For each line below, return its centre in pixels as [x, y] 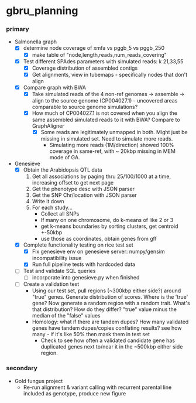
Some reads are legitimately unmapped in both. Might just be [114, 132]
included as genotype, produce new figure [75, 393]
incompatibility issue [57, 258]
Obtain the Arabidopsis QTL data [63, 170]
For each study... [52, 208]
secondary [22, 368]
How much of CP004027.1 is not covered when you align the [104, 113]
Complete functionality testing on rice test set [78, 245]
